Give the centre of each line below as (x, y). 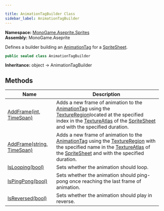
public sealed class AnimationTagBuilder (48, 56)
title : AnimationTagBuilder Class (40, 14)
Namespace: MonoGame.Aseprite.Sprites (47, 32)
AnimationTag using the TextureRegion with (106, 141)
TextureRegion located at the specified (100, 115)
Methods (19, 80)
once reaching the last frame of (105, 181)
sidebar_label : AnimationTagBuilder (42, 18)
